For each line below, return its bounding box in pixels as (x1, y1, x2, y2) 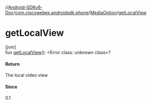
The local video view (5, 72, 48, 78)
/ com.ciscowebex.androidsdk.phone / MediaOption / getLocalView (13, 10, 147, 16)
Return (5, 61, 20, 67)
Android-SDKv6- (8, 5, 43, 10)
